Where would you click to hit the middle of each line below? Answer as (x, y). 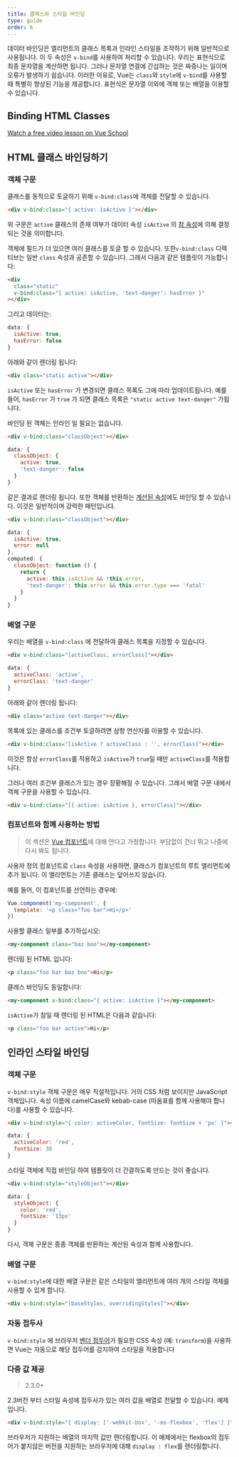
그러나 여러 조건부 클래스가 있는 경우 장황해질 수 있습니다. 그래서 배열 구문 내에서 (119, 782)
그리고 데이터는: (30, 314)
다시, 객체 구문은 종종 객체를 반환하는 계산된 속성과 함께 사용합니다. (100, 1244)
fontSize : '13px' (46, 1217)
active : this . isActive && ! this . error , (85, 578)
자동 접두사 (25, 1324)
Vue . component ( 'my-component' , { (57, 903)
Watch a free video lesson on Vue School (68, 133)
